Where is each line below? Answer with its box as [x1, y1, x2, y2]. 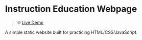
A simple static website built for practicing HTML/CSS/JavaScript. [5, 29, 138, 35]
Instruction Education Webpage [5, 3, 137, 15]
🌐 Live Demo [17, 20, 44, 25]
